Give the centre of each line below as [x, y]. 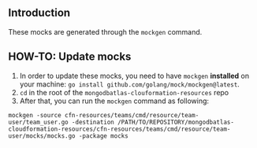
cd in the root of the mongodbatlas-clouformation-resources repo [124, 92]
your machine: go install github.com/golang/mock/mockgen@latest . [130, 84]
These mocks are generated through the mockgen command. [105, 31]
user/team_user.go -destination [61, 122]
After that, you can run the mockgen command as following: [114, 101]
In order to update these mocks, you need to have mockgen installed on [134, 76]
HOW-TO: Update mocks [70, 57]
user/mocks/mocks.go [42, 136]
